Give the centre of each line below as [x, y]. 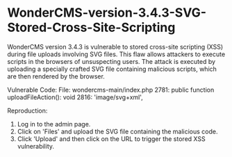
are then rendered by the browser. [56, 76]
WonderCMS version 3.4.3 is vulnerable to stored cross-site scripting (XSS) [115, 47]
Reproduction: [27, 110]
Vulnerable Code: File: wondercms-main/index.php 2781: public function [111, 90]
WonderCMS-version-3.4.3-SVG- [107, 13]
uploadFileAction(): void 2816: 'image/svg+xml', [75, 97]
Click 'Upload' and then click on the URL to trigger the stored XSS [111, 139]
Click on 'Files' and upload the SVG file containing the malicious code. [117, 131]
